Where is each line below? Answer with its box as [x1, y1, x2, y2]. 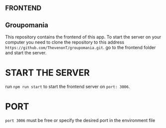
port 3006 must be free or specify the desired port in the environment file [5, 118, 156, 124]
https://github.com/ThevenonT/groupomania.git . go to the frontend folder [5, 45, 156, 51]
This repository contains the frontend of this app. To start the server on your [5, 34, 162, 40]
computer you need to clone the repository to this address [5, 39, 124, 45]
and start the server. [5, 50, 47, 56]
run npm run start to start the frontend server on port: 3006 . [5, 84, 130, 90]
